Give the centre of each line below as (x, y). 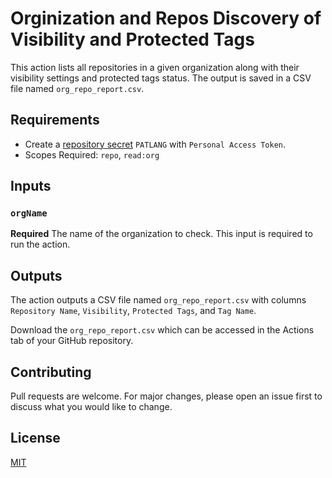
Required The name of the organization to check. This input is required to (161, 234)
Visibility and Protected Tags (132, 39)
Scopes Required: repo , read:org (92, 154)
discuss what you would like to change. (91, 407)
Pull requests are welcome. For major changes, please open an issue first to (166, 396)
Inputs (31, 186)
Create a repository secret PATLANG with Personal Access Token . (155, 144)
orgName (29, 213)
